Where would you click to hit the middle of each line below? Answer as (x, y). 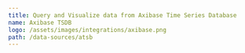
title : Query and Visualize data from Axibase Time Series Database (122, 15)
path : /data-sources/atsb (50, 37)
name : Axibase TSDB (40, 23)
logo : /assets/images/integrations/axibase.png (88, 30)
